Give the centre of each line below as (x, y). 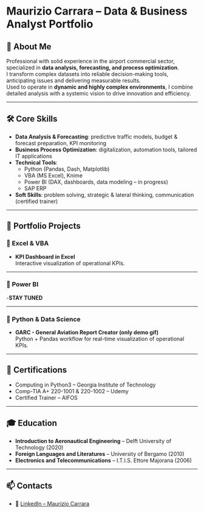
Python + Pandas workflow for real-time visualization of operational (100, 339)
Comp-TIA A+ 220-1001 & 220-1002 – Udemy (72, 391)
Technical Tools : (36, 162)
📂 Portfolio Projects (43, 226)
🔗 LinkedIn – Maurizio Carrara (52, 503)
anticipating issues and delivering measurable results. (73, 81)
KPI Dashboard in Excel (45, 256)
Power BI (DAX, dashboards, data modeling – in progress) (96, 182)
